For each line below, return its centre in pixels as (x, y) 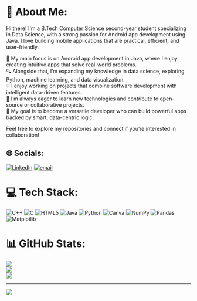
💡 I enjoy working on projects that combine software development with (91, 86)
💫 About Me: (37, 12)
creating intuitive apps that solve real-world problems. (71, 65)
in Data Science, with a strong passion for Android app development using (96, 34)
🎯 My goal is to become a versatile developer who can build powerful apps (96, 111)
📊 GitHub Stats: (46, 243)
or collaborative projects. (55, 104)
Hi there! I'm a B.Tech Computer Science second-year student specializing (96, 28)
